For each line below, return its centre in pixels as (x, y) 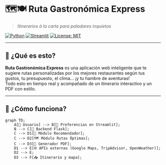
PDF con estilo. (21, 88)
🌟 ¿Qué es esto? (30, 56)
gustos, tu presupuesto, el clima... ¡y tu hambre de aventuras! (67, 78)
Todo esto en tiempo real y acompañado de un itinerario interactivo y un (79, 83)
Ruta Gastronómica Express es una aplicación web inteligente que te (76, 68)
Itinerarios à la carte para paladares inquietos (64, 26)
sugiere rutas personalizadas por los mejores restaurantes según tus (75, 73)
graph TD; (15, 120)
